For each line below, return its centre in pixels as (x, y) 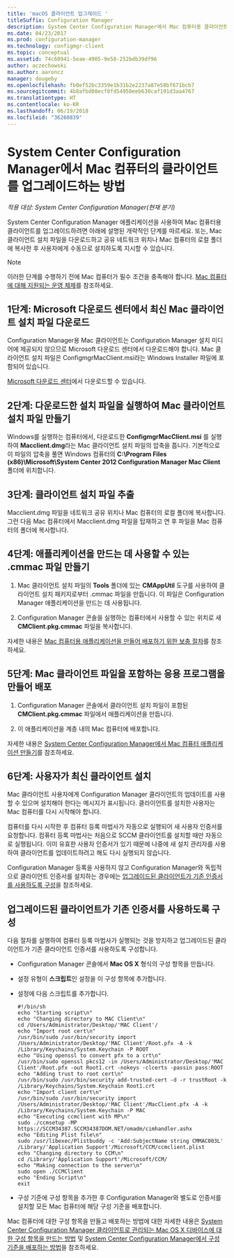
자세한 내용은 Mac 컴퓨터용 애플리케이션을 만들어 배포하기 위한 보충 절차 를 (108, 641)
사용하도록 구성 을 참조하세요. (54, 885)
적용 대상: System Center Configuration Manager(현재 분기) (91, 207)
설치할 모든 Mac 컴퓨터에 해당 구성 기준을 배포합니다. (89, 1206)
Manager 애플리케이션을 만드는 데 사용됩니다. (79, 602)
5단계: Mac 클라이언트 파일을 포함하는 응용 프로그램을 (116, 674)
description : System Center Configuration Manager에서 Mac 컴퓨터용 (104, 27)
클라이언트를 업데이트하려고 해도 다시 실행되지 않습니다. (95, 853)
